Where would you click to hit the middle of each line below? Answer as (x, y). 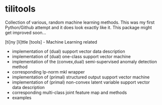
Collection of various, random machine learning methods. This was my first (80, 22)
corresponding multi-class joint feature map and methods (69, 92)
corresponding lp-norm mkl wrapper (48, 72)
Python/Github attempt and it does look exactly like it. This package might (79, 27)
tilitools (20, 9)
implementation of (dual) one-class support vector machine (71, 56)
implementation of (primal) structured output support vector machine (81, 77)
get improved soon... (26, 32)
